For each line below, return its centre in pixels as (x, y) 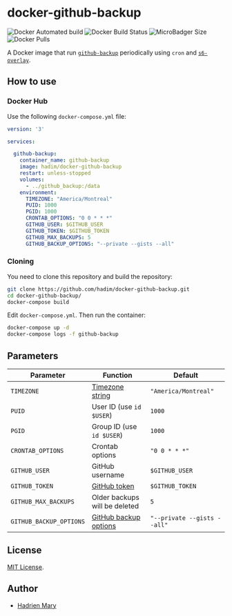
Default (186, 375)
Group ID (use (114, 426)
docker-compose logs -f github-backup (63, 334)
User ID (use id (116, 407)
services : (21, 142)
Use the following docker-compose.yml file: (67, 116)
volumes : (32, 180)
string (101, 395)
